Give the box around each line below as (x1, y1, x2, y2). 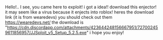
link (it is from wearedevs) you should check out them (5, 14, 113, 20)
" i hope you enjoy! (86, 30, 124, 35)
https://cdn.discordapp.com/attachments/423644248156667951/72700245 (7, 25, 158, 30)
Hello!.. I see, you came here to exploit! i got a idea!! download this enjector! (5, 4, 157, 10)
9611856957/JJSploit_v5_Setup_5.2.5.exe (5, 30, 87, 35)
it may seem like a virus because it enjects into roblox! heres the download (5, 9, 154, 15)
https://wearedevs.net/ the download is (5, 19, 84, 25)
